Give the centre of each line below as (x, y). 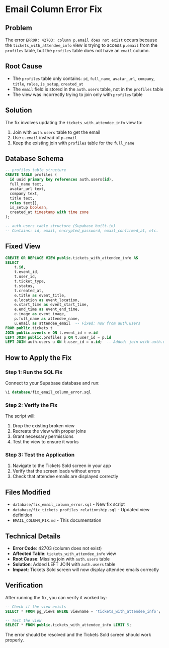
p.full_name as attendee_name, (47, 319)
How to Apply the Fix (38, 358)
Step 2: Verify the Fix (31, 405)
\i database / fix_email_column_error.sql (48, 392)
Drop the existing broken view (44, 426)
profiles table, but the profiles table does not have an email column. (77, 51)
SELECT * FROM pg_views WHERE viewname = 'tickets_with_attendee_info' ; (83, 611)
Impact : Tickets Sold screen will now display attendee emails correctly (86, 570)
